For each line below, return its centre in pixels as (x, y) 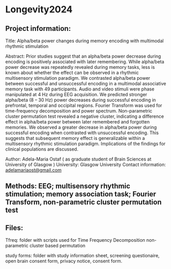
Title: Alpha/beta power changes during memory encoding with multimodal (84, 41)
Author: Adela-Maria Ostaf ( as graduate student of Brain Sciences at (78, 159)
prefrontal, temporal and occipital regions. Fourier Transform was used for (84, 105)
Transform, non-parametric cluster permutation (83, 202)
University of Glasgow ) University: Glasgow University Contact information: (85, 165)
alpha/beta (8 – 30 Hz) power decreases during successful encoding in (81, 100)
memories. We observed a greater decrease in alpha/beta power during (81, 127)
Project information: (38, 29)
